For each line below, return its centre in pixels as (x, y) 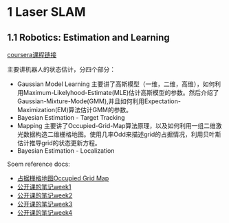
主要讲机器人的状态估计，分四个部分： (61, 69)
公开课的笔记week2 (45, 195)
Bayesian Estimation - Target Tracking (71, 117)
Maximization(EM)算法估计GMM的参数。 (75, 110)
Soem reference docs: (39, 164)
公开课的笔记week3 (45, 204)
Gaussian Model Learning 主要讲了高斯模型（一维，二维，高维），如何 (116, 84)
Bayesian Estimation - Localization (66, 151)
